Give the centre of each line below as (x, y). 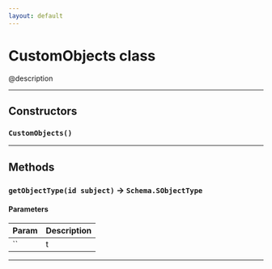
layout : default (36, 16)
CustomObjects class (82, 55)
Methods (32, 167)
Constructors (43, 111)
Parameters (28, 209)
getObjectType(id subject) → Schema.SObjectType (106, 190)
